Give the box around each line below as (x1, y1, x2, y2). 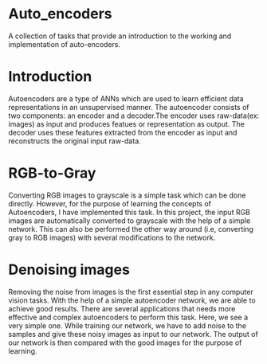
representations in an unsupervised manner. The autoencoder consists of (8, 102, 249, 112)
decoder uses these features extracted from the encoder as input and (8, 127, 238, 137)
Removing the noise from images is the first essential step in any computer (8, 287, 253, 296)
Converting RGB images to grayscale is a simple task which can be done (8, 190, 246, 200)
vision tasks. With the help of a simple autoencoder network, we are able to (8, 296, 257, 305)
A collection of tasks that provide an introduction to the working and (8, 31, 232, 41)
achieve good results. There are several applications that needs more (8, 303, 236, 313)
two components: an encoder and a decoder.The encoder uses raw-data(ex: (8, 111, 260, 120)
